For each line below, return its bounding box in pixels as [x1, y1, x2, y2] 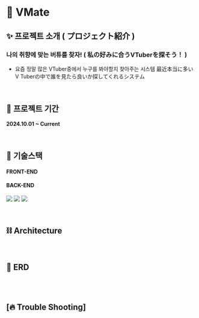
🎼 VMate [6, 5, 50, 19]
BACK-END [6, 182, 35, 189]
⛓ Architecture [6, 226, 63, 236]
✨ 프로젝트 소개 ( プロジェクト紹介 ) [6, 31, 135, 41]
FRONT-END [6, 168, 38, 175]
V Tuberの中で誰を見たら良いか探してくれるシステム [14, 72, 145, 80]
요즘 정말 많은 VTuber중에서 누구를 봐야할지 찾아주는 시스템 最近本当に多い [14, 65, 194, 72]
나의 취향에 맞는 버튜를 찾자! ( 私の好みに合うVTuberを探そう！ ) [6, 51, 188, 59]
